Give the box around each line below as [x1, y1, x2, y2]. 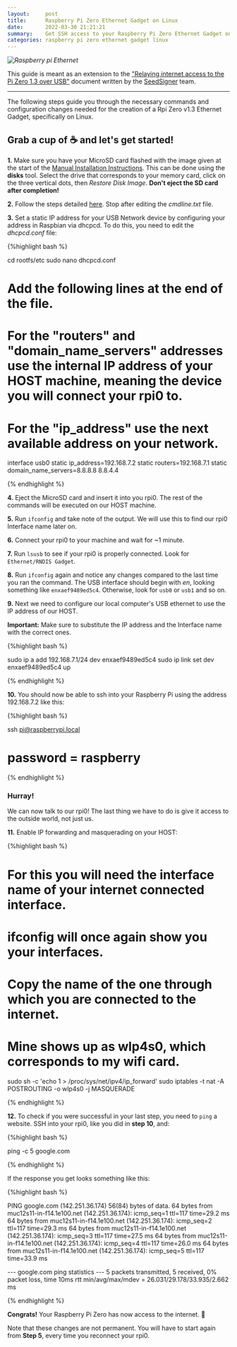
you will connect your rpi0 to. [7, 388, 183, 404]
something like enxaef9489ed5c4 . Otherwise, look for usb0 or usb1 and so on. [7, 586, 227, 594]
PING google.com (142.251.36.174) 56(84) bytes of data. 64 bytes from [7, 1201, 213, 1210]
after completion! [7, 186, 60, 194]
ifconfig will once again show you [7, 929, 208, 945]
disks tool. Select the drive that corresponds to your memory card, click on [7, 171, 226, 179]
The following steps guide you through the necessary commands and [7, 97, 209, 106]
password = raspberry [7, 750, 141, 766]
